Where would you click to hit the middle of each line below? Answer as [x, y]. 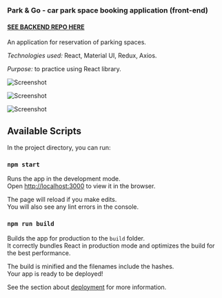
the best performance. [39, 253]
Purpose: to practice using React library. [64, 69]
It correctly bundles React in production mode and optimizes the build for [111, 245]
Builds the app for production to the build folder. [76, 238]
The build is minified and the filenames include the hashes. [91, 266]
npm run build [31, 224]
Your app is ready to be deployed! [55, 273]
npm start [23, 164]
